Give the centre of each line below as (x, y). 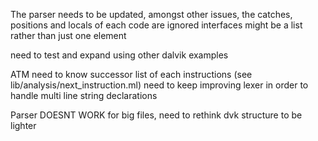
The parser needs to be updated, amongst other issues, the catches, (151, 14)
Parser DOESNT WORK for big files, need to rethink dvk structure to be (156, 115)
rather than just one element (68, 35)
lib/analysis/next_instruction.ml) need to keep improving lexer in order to (159, 85)
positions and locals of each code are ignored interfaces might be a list (156, 25)
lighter (23, 125)
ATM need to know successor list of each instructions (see (131, 74)
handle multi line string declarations (84, 95)
